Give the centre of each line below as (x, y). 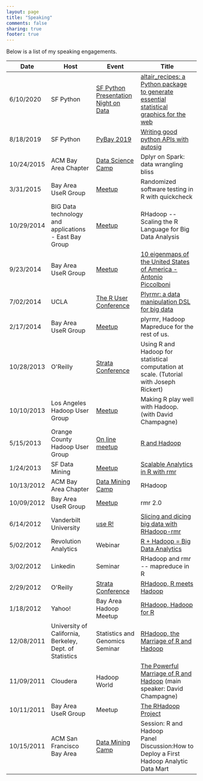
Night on (108, 103)
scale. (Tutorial (162, 374)
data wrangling (162, 164)
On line (106, 439)
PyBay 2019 (114, 140)
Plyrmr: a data (160, 294)
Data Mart (155, 769)
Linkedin (63, 566)
